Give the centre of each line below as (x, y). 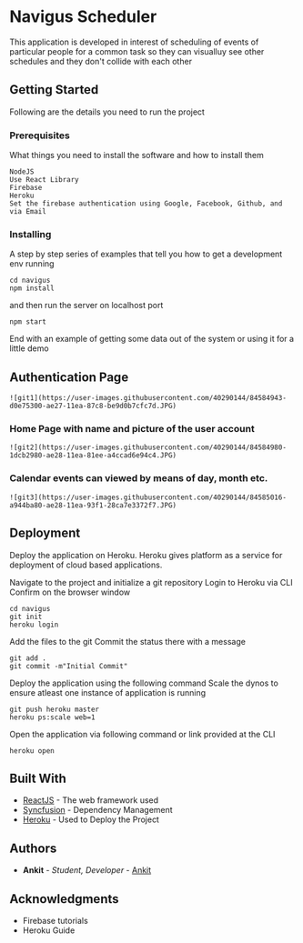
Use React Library (44, 180)
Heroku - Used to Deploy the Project (91, 819)
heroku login (34, 625)
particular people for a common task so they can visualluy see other (137, 51)
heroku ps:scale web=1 (52, 717)
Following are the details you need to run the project (107, 112)
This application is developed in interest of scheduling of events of (134, 42)
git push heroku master (55, 709)
